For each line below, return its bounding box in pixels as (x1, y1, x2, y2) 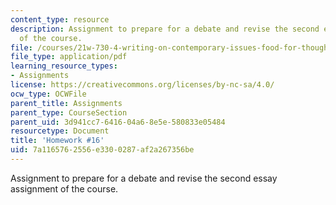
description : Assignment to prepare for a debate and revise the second (10, 24, 320, 34)
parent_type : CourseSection (10, 107, 128, 118)
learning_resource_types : (10, 61, 118, 71)
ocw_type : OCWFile (10, 89, 87, 99)
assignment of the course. (10, 182, 119, 195)
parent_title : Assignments (10, 98, 123, 108)
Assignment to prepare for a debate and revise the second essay (10, 172, 278, 184)
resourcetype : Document (10, 126, 110, 136)
